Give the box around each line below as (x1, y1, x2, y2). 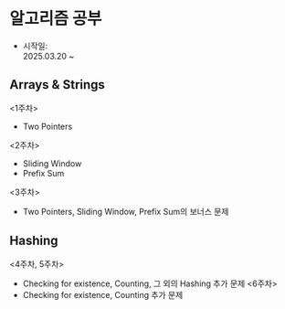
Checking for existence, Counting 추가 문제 (22, 289, 184, 300)
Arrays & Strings (9, 77, 105, 92)
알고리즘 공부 (9, 8, 102, 29)
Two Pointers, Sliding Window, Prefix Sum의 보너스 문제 (22, 206, 229, 217)
